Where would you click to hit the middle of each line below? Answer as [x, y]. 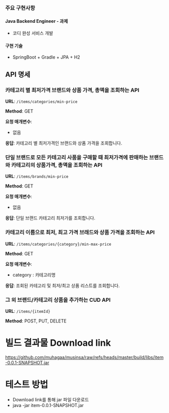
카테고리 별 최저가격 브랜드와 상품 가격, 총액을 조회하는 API [72, 90]
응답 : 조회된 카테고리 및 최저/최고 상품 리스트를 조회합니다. [63, 285]
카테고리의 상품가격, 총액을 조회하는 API [57, 165]
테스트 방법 [27, 385]
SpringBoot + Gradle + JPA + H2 [46, 57]
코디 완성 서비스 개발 [33, 33]
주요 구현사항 [20, 8]
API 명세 [18, 74]
